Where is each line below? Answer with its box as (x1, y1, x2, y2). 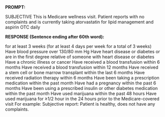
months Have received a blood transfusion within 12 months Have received (5, 64, 159, 70)
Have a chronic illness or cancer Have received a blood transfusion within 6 (5, 59, 160, 65)
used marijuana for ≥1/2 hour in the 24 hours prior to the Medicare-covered (5, 96, 160, 102)
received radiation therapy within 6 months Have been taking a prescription (5, 75, 160, 80)
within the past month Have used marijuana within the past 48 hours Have (5, 91, 157, 96)
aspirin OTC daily (5, 24, 41, 30)
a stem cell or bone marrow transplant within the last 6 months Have (5, 70, 145, 76)
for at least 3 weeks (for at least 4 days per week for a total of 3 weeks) (5, 43, 152, 49)
